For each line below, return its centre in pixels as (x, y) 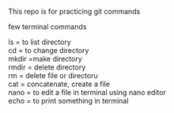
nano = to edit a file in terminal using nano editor (87, 92)
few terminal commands (47, 26)
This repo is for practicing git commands (74, 11)
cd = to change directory (49, 50)
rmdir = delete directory (47, 67)
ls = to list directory (40, 42)
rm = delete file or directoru (53, 75)
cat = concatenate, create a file (59, 84)
